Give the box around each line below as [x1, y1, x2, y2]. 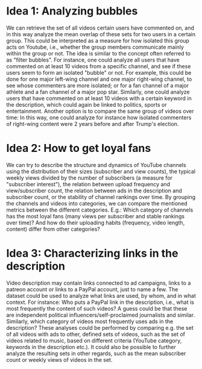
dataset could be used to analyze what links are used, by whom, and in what [6, 292, 196, 299]
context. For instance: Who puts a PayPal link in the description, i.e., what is [6, 298, 195, 306]
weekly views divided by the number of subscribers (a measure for [6, 174, 173, 181]
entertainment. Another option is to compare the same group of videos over [6, 107, 194, 115]
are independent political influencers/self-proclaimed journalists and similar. [6, 311, 195, 318]
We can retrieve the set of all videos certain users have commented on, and [6, 24, 195, 31]
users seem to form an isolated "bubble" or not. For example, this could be [6, 69, 192, 76]
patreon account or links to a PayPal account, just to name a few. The [6, 285, 178, 293]
